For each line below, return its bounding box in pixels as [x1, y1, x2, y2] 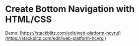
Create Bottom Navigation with [5, 3, 135, 15]
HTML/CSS [5, 14, 52, 25]
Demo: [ [5, 30, 22, 36]
